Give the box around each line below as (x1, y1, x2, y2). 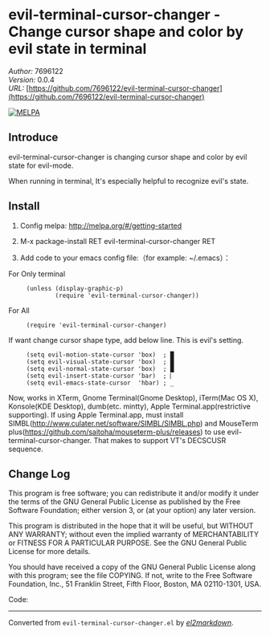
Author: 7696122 (8, 66, 63, 75)
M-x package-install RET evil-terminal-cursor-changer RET (19, 236, 216, 246)
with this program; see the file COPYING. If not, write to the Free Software (8, 571, 253, 580)
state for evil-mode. (8, 161, 74, 170)
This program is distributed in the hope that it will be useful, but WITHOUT (8, 521, 254, 531)
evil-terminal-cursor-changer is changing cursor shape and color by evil (8, 152, 247, 161)
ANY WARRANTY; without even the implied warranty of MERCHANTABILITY (8, 530, 260, 539)
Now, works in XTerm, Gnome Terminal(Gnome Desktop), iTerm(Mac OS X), (8, 393, 259, 402)
